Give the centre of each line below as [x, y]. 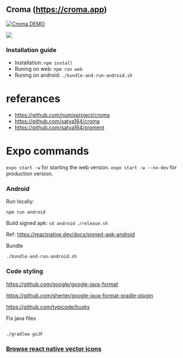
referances [33, 99]
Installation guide [31, 50]
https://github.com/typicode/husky [48, 306]
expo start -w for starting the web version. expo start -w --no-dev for [91, 167]
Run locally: [20, 202]
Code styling [25, 271]
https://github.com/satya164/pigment [59, 128]
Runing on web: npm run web [49, 69]
